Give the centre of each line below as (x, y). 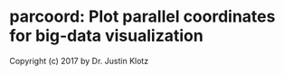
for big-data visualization (106, 36)
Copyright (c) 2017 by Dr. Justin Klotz (79, 61)
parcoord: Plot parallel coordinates (142, 17)
